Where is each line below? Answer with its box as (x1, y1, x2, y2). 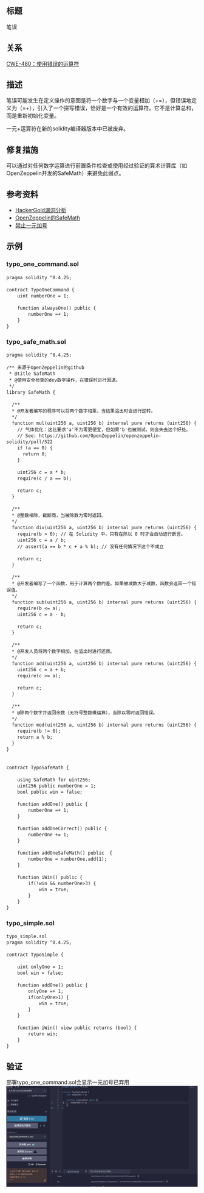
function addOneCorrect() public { (17, 825, 107, 832)
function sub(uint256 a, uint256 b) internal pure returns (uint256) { (12, 599, 197, 605)
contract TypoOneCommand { (6, 287, 75, 293)
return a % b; (17, 734, 53, 741)
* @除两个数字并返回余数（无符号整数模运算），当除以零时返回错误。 (12, 710, 158, 716)
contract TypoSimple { (6, 952, 64, 958)
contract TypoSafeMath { (6, 764, 69, 771)
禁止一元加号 (15, 222, 47, 229)
